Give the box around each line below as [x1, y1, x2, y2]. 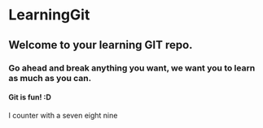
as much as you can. [8, 72, 92, 83]
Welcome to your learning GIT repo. [8, 38, 193, 52]
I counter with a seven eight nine [8, 110, 118, 120]
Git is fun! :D [8, 92, 51, 102]
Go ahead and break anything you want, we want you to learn [8, 62, 256, 74]
